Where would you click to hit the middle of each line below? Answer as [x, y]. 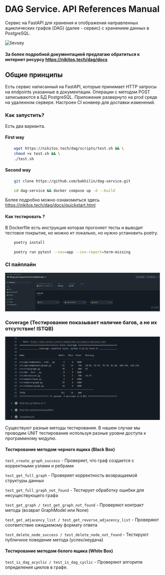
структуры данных [25, 480]
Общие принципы [34, 75]
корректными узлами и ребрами [40, 465]
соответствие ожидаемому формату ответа [51, 525]
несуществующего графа [32, 495]
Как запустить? [25, 115]
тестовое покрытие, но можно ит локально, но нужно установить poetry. [82, 232]
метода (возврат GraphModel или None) [47, 510]
